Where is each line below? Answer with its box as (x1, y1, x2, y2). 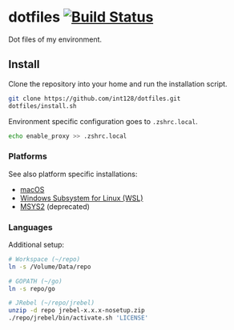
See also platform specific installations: (8, 169, 138, 179)
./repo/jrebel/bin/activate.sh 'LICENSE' (8, 314, 149, 322)
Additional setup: (8, 239, 65, 249)
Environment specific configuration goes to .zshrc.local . (8, 116, 198, 126)
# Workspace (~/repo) (8, 255, 81, 264)
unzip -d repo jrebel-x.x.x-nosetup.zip (8, 307, 146, 315)
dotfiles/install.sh (8, 102, 78, 110)
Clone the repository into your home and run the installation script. (8, 78, 228, 88)
